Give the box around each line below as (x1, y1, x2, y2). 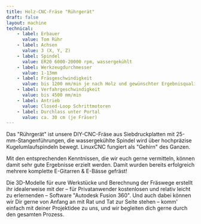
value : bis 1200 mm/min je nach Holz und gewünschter (22, 81, 160, 87)
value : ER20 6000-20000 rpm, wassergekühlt (22, 59, 133, 65)
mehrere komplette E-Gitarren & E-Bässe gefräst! (6, 168, 127, 175)
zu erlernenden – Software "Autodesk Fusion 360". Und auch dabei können (6, 192, 191, 199)
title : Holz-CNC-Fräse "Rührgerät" (6, 8, 95, 15)
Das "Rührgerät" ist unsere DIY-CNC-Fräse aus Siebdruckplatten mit (6, 131, 175, 138)
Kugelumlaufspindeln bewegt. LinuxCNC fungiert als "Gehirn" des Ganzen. (6, 143, 190, 151)
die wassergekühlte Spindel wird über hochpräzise (66, 137, 193, 144)
